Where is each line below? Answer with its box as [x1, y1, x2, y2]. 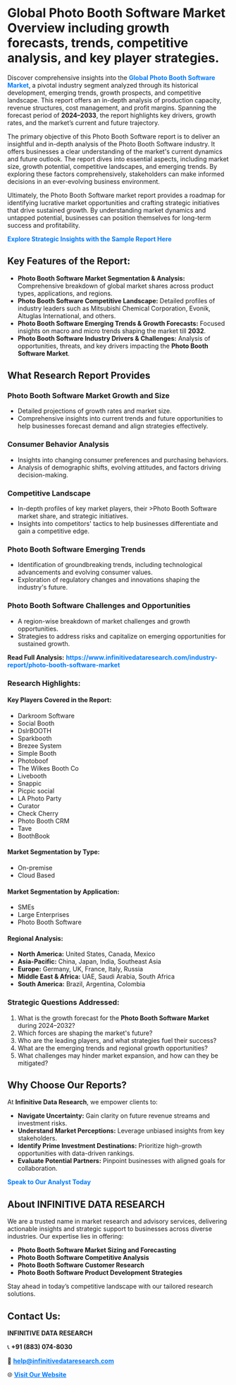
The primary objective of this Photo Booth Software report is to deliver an [7, 132, 221, 141]
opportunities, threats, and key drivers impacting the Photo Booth [17, 341, 209, 350]
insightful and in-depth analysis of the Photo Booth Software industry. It [7, 139, 216, 148]
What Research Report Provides [7, 370, 151, 382]
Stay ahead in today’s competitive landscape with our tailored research [7, 1282, 213, 1291]
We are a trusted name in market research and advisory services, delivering [7, 1217, 228, 1226]
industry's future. [17, 583, 68, 592]
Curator [17, 801, 40, 810]
